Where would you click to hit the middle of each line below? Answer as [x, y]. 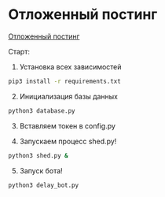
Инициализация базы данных [69, 96]
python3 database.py [42, 111]
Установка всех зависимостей [70, 67]
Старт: [19, 51]
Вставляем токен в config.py [68, 126]
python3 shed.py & [38, 155]
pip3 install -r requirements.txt [65, 81]
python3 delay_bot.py [44, 185]
